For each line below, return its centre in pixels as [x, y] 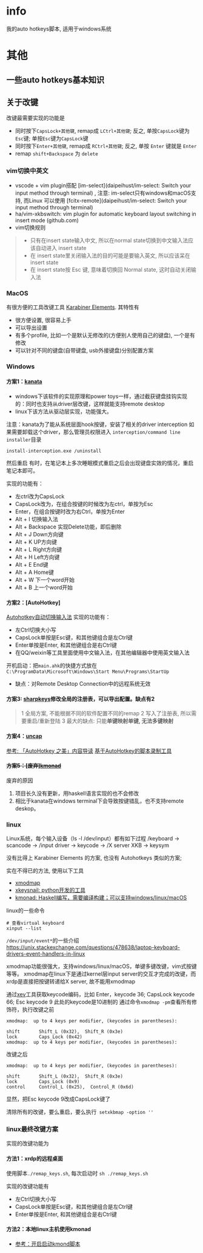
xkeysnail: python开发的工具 [50, 890]
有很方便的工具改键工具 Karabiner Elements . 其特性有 [73, 307]
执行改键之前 [38, 1010]
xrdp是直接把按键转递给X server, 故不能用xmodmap [71, 982]
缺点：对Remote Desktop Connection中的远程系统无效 [83, 684]
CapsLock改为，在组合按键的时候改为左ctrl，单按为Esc [84, 504]
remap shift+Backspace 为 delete [56, 154]
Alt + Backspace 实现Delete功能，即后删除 [68, 527]
